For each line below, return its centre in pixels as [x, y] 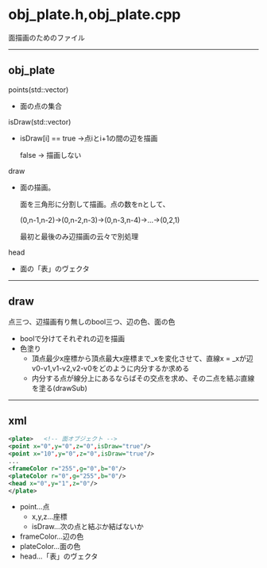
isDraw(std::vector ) [40, 121]
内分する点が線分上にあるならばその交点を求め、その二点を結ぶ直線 [143, 378]
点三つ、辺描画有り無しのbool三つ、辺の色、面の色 [92, 321]
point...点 [35, 507]
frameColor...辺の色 [52, 536]
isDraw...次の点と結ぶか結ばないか [88, 527]
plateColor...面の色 [50, 547]
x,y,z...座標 [49, 516]
